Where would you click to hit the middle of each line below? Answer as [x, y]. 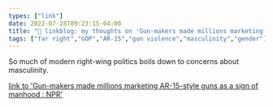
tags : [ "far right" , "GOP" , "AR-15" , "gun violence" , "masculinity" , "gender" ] [138, 39]
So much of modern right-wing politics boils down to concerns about [124, 62]
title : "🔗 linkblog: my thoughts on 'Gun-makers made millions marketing [136, 31]
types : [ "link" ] [36, 16]
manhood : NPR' [36, 95]
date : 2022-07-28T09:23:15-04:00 [65, 24]
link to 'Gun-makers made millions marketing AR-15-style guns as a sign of [133, 86]
